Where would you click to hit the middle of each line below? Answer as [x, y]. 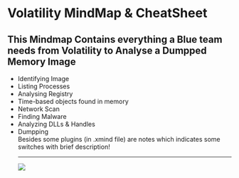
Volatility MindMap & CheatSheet [107, 13]
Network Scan [39, 109]
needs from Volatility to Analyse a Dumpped [107, 50]
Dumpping [33, 132]
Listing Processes [44, 86]
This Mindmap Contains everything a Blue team [115, 40]
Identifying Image [43, 79]
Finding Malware [42, 116]
